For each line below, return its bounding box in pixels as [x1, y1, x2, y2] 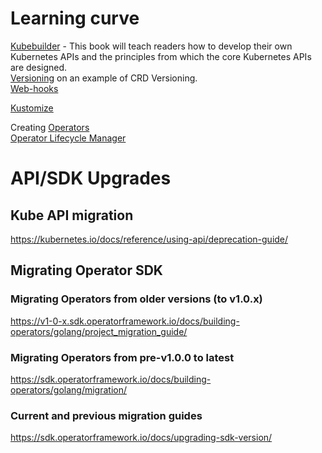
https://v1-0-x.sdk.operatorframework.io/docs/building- [10, 315, 240, 327]
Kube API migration [10, 207, 134, 224]
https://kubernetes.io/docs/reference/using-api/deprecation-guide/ [10, 233, 289, 245]
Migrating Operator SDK [10, 262, 163, 279]
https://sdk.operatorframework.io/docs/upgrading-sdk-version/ [10, 432, 273, 444]
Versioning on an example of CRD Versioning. [10, 72, 198, 84]
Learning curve [10, 7, 140, 30]
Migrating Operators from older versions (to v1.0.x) [10, 292, 263, 306]
